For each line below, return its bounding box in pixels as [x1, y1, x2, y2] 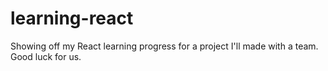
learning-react [10, 7, 134, 30]
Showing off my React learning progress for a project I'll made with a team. [10, 40, 319, 52]
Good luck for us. [10, 50, 82, 62]
